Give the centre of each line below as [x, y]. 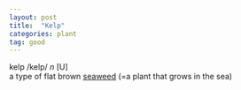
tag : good [27, 42]
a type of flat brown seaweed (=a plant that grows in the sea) [121, 77]
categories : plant [43, 34]
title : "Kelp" [37, 26]
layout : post [33, 17]
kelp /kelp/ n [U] [39, 67]
